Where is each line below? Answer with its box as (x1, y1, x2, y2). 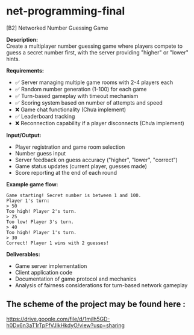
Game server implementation (14, 262, 87, 270)
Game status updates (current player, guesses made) (14, 162, 148, 170)
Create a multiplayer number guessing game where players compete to (6, 42, 183, 50)
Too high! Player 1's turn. (6, 229, 77, 235)
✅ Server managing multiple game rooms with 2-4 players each (14, 79, 174, 86)
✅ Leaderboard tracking (14, 112, 75, 120)
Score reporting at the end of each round (14, 169, 117, 176)
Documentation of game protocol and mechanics (14, 275, 137, 282)
